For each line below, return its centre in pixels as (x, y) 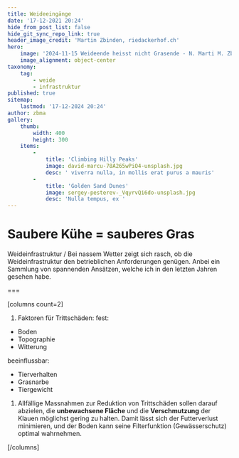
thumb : (30, 126)
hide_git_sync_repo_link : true (54, 34)
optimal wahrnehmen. (49, 434)
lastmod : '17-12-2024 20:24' (63, 107)
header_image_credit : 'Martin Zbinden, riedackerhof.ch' (94, 41)
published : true (31, 93)
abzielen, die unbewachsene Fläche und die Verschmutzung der (114, 411)
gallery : (20, 119)
